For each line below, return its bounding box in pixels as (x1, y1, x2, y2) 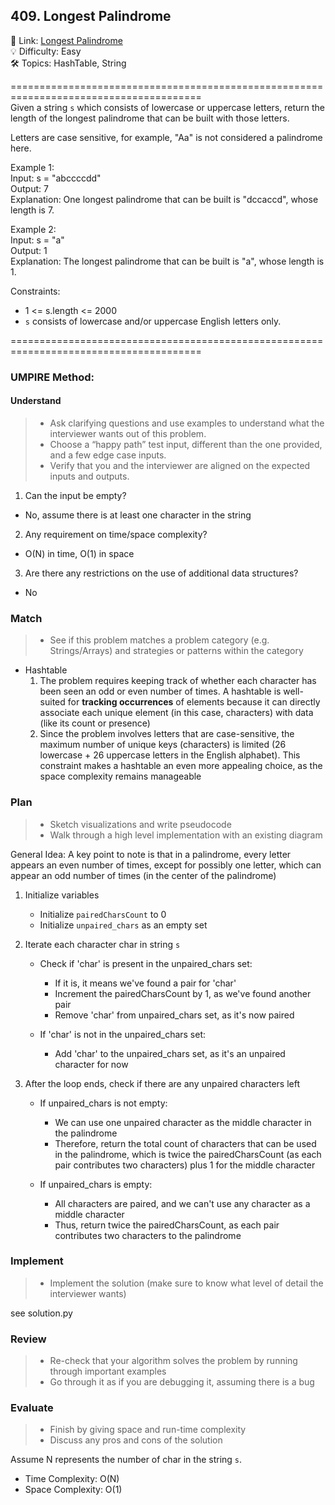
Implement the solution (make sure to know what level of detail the (49, 1277, 324, 1289)
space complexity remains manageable (39, 770, 202, 783)
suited (39, 696, 66, 708)
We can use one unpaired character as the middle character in (54, 1116, 312, 1128)
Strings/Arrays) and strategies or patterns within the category (49, 645, 304, 657)
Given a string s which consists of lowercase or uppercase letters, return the (10, 101, 326, 113)
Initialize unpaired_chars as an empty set (39, 919, 208, 931)
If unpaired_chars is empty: (39, 1178, 153, 1190)
